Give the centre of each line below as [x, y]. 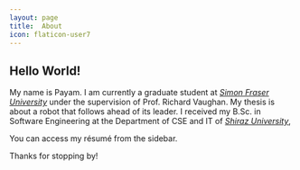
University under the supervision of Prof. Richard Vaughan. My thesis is [142, 102]
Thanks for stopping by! [54, 156]
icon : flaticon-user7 [50, 34]
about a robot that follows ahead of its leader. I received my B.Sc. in [135, 112]
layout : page [34, 18]
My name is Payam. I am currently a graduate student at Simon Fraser [139, 93]
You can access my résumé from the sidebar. [94, 139]
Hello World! [45, 71]
